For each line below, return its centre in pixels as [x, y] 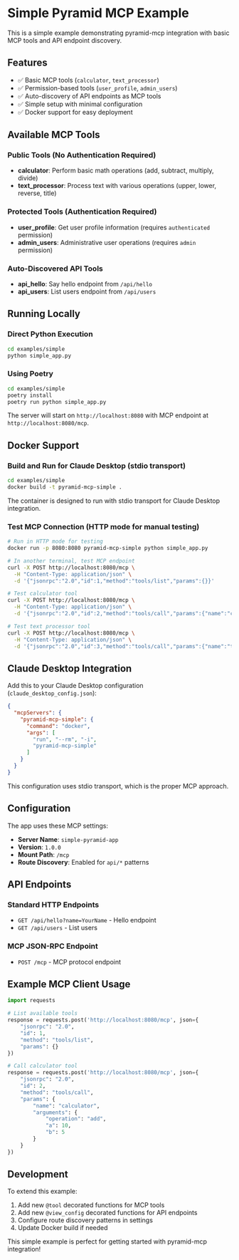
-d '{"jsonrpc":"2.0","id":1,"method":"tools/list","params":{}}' [114, 581]
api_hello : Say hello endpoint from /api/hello [85, 284]
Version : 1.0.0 [39, 847]
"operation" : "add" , [76, 1119]
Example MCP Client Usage [69, 984]
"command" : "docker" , [58, 726]
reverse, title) [37, 193]
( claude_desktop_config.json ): [52, 693]
